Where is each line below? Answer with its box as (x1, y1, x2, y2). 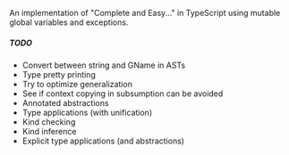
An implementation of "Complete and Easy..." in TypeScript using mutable (9, 8, 281, 18)
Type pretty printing (21, 69, 96, 79)
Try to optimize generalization (21, 78, 132, 89)
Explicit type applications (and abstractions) (21, 135, 185, 146)
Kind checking (21, 116, 76, 127)
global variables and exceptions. (9, 17, 129, 28)
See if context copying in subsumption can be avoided (21, 88, 224, 99)
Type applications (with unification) (21, 107, 153, 118)
